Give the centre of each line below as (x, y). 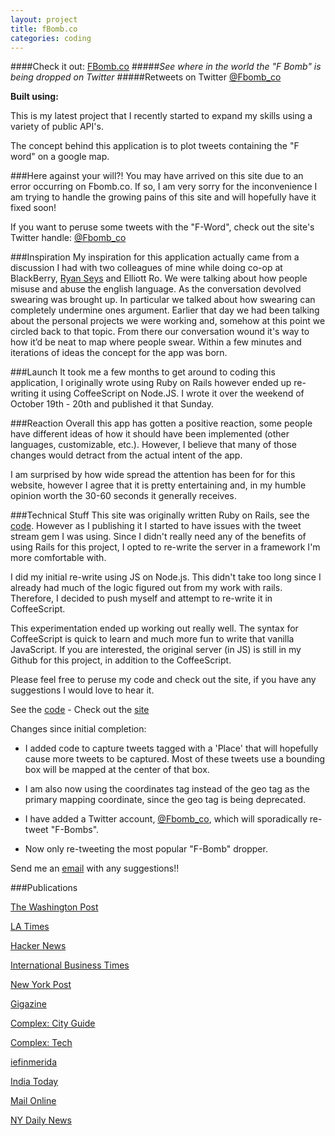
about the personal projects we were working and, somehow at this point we (168, 321)
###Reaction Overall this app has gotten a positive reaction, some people (161, 423)
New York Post (41, 985)
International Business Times (70, 965)
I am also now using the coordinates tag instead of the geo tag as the (167, 789)
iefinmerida (34, 1062)
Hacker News (38, 946)
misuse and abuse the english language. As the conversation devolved (156, 289)
